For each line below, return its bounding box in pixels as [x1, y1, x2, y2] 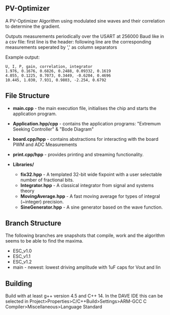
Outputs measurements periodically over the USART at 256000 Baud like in [5, 33, 164, 39]
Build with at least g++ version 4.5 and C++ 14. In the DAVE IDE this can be [5, 293, 163, 299]
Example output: [5, 54, 40, 60]
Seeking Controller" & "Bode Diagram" [12, 126, 94, 132]
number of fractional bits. [20, 177, 74, 183]
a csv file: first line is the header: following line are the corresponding [5, 39, 152, 45]
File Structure [5, 91, 50, 100]
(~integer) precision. [20, 198, 64, 205]
